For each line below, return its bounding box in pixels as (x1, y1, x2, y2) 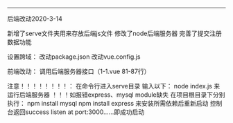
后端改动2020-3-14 (7, 15, 62, 23)
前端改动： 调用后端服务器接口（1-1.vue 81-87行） (7, 67, 150, 75)
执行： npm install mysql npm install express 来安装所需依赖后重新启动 (7, 100, 209, 107)
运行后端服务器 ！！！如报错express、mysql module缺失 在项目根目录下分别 (7, 91, 225, 99)
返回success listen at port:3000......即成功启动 (12, 108, 144, 116)
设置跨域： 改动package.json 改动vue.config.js (7, 53, 141, 61)
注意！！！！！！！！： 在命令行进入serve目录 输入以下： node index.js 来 (7, 82, 221, 90)
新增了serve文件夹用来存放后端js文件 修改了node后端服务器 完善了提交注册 (7, 29, 222, 37)
